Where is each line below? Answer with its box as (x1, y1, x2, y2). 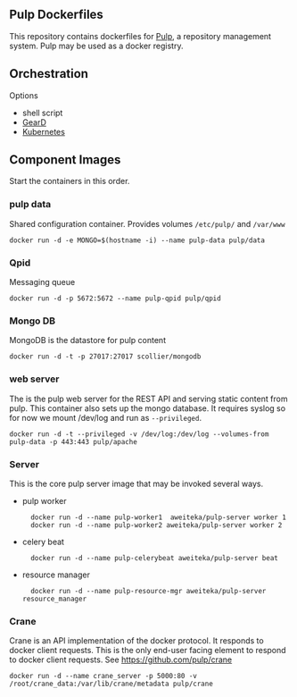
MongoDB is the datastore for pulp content (9, 335, 167, 346)
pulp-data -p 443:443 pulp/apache (9, 437, 138, 446)
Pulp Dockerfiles (9, 7, 104, 22)
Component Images (9, 152, 121, 168)
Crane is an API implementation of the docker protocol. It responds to (9, 635, 265, 646)
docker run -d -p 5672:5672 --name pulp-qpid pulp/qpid (9, 294, 221, 303)
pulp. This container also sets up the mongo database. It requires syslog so (9, 402, 286, 414)
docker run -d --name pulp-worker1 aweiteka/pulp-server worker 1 (30, 513, 287, 522)
